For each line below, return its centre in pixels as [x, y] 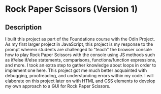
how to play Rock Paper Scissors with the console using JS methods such [80, 55]
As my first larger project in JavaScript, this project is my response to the [79, 44]
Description [23, 27]
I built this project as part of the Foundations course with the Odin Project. [80, 39]
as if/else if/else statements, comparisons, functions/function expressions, [81, 60]
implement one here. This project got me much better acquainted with [76, 70]
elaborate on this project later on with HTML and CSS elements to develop [80, 81]
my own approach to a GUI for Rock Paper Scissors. [58, 86]
